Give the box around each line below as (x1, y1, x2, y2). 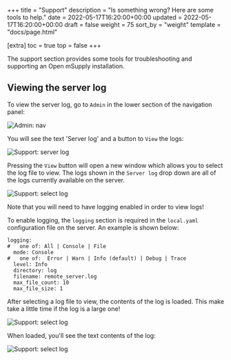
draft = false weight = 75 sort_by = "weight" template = (64, 21, 221, 28)
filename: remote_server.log (13, 273, 97, 280)
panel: (7, 107, 26, 116)
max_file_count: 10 (13, 279, 70, 286)
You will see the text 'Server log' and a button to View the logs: (7, 134, 184, 142)
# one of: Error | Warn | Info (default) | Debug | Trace (7, 255, 187, 262)
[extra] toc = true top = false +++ (7, 41, 101, 49)
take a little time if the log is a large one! (7, 304, 121, 313)
